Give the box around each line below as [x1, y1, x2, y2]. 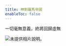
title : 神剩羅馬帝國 [5, 7, 43, 12]
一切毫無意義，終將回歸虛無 [5, 25, 61, 31]
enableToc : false [5, 12, 41, 16]
